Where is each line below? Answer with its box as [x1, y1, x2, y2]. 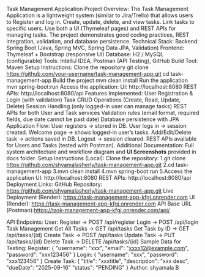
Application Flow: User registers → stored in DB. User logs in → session [6, 122, 187, 129]
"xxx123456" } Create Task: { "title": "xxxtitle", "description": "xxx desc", [6, 257, 190, 265]
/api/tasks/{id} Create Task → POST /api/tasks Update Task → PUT [6, 232, 176, 238]
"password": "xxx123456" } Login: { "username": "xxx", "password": [6, 251, 179, 258]
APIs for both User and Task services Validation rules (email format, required [6, 109, 199, 116]
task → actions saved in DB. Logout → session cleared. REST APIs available [6, 135, 197, 142]
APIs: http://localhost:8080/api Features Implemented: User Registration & [6, 90, 193, 97]
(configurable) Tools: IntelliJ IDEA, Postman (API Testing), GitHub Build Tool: [6, 57, 198, 64]
